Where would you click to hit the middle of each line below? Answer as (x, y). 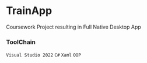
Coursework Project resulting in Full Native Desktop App (73, 27)
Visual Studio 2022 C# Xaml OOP (44, 55)
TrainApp (29, 11)
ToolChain (21, 42)
